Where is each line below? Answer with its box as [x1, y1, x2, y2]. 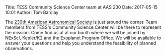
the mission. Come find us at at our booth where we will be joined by [5, 30, 146, 35]
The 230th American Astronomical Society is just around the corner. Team [5, 19, 158, 25]
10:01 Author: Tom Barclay [5, 9, 59, 15]
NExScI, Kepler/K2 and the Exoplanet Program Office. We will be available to [5, 35, 162, 41]
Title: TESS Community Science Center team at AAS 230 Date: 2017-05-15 [5, 4, 158, 10]
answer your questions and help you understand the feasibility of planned [5, 40, 157, 46]
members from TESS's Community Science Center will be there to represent [5, 24, 162, 30]
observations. [5, 46, 33, 51]
